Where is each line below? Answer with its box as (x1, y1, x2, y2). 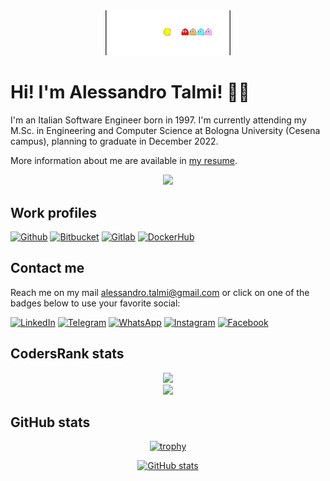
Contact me (10, 260, 85, 277)
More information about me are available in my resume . (10, 155, 238, 167)
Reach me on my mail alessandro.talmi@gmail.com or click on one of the (10, 286, 310, 298)
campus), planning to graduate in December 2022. (10, 135, 219, 148)
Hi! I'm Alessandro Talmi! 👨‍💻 (10, 81, 250, 104)
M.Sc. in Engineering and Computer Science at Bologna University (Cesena (10, 125, 321, 137)
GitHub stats (10, 414, 91, 431)
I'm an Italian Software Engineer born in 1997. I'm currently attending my (10, 114, 307, 126)
